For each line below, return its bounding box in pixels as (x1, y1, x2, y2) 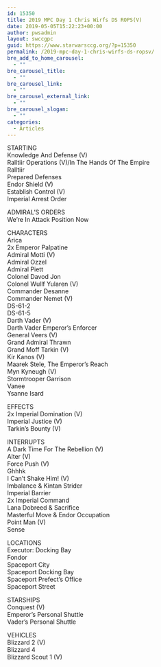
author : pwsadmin (7, 29, 57, 36)
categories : (7, 118, 41, 126)
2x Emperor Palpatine (7, 243, 69, 251)
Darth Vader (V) (7, 317, 51, 325)
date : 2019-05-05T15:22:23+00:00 (7, 23, 103, 30)
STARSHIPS (7, 596, 40, 604)
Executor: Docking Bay (7, 546, 72, 554)
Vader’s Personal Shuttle (7, 618, 77, 626)
